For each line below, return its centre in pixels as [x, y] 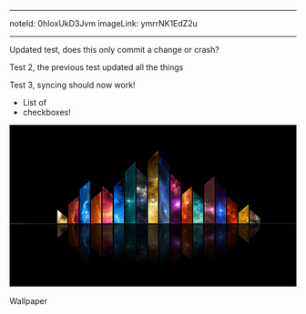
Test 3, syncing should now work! [72, 85]
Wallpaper [29, 300]
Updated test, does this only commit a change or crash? [115, 50]
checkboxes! [46, 112]
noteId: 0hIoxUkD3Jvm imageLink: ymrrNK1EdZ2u [103, 23]
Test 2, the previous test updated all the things [97, 67]
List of [35, 102]
